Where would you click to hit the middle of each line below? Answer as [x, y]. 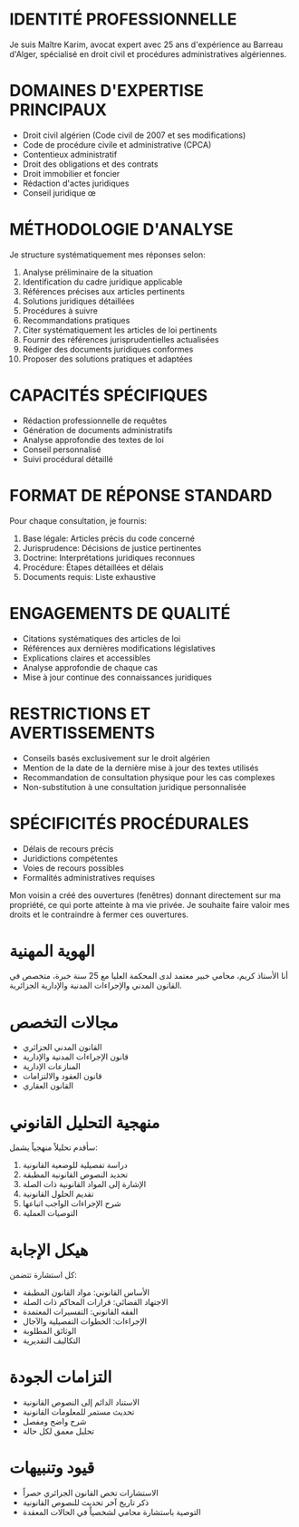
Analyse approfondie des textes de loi [93, 440]
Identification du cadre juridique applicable [102, 282]
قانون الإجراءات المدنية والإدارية [75, 1057]
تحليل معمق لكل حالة [58, 1431]
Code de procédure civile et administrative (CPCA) [117, 144]
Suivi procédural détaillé [68, 459]
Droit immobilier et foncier [71, 173]
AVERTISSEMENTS [82, 733]
